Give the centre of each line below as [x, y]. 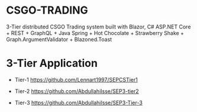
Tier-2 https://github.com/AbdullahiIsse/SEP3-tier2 [77, 91]
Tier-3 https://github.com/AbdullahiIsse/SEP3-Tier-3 [79, 103]
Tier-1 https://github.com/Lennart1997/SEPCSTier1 [76, 79]
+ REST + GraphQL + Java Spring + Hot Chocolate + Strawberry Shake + [95, 33]
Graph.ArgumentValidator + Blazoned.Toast [59, 39]
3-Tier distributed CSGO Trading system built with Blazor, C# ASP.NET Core [98, 27]
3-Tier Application [52, 63]
